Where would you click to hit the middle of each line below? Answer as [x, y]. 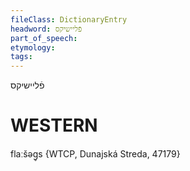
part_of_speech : [44, 38]
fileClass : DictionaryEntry [69, 19]
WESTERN [54, 125]
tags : [21, 57]
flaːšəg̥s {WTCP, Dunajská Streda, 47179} [95, 154]
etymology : [33, 47]
